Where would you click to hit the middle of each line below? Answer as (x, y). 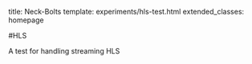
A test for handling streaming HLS (64, 51)
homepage (26, 20)
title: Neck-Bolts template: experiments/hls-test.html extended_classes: (126, 12)
